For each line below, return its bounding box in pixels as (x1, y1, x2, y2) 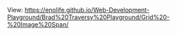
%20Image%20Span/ (7, 21, 69, 28)
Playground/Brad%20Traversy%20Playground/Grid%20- (7, 13, 170, 21)
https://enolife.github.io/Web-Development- (24, 6, 150, 14)
